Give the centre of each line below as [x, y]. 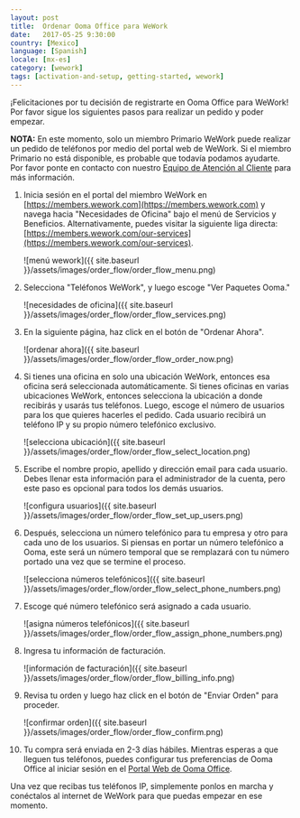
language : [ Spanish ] [49, 51]
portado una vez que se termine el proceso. [105, 562]
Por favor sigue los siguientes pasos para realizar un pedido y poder [137, 112]
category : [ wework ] [47, 69]
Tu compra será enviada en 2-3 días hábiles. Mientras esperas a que [150, 749]
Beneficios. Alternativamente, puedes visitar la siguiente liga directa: [150, 223]
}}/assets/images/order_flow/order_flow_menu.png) [119, 270]
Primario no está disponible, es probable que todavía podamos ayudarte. [145, 158]
